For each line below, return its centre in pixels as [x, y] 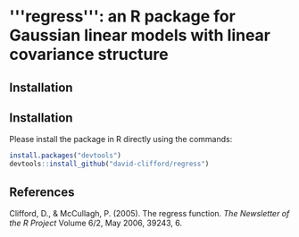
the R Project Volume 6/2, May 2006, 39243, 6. [96, 223]
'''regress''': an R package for [123, 17]
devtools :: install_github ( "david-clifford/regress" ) [109, 164]
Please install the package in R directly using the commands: [121, 140]
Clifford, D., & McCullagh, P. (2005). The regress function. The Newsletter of [149, 213]
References [42, 192]
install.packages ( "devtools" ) [66, 156]
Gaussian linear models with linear [140, 35]
